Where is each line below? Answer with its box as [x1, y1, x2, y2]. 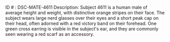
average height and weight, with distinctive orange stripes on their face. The [5, 10, 165, 16]
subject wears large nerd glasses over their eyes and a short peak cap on [5, 15, 159, 21]
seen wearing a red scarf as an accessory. [5, 31, 94, 37]
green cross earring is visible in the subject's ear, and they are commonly [5, 26, 159, 32]
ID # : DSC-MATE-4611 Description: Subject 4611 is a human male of [5, 5, 148, 10]
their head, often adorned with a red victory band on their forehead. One [5, 20, 157, 26]
